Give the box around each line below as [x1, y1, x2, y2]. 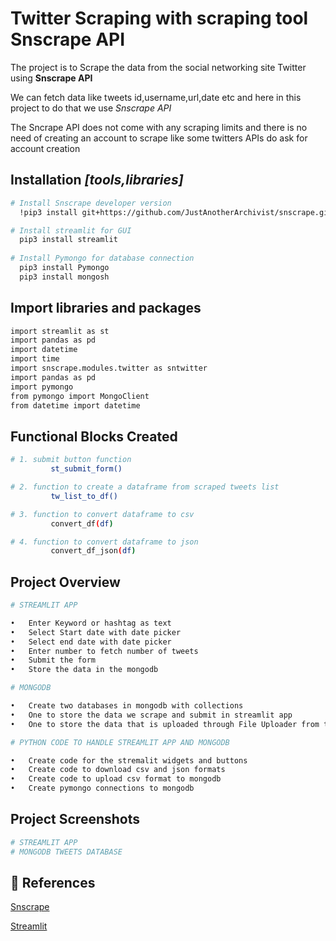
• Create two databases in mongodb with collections [10, 701, 244, 711]
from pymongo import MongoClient [10, 391, 150, 401]
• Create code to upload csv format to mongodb [10, 774, 222, 784]
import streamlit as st [10, 326, 110, 336]
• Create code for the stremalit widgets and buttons [10, 755, 248, 766]
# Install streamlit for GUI [10, 225, 132, 236]
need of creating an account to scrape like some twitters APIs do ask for [10, 132, 308, 144]
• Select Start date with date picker [10, 627, 182, 637]
